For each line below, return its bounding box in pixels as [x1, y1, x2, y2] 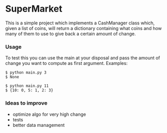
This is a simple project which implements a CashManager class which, [5, 20, 155, 26]
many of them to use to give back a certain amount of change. [5, 30, 136, 37]
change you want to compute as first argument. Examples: [5, 60, 128, 66]
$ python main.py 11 [5, 83, 49, 89]
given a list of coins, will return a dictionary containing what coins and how [5, 25, 162, 31]
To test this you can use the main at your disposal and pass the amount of [5, 55, 160, 61]
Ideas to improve [5, 99, 48, 107]
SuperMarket [5, 3, 63, 15]
